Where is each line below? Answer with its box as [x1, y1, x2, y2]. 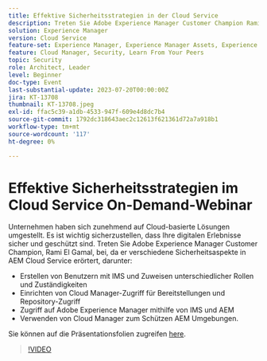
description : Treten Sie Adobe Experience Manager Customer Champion [8, 19, 244, 27]
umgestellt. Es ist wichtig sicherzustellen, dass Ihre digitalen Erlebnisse [8, 230, 242, 240]
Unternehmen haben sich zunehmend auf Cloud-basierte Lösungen [8, 222, 230, 232]
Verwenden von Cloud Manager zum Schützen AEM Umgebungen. [19, 314, 238, 324]
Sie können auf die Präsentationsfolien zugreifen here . [8, 329, 187, 339]
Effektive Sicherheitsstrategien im [8, 179, 238, 197]
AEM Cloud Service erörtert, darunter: [8, 256, 133, 265]
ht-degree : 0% [8, 137, 56, 146]
